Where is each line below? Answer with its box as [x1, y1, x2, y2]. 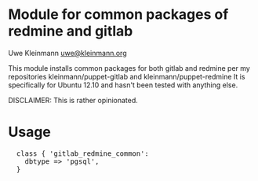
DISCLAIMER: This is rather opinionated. [8, 95, 139, 105]
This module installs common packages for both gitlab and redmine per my [8, 63, 251, 72]
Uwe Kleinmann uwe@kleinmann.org [8, 48, 127, 57]
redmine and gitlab [8, 22, 133, 40]
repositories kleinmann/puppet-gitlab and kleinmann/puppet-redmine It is [8, 72, 245, 81]
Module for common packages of [8, 6, 229, 24]
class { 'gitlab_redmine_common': [16, 149, 149, 158]
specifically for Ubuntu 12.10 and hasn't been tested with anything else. [8, 80, 238, 90]
